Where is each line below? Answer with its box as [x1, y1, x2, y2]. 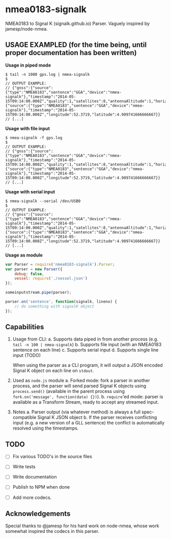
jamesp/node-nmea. [5, 25, 48, 32]
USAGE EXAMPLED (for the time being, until [5, 41, 147, 49]
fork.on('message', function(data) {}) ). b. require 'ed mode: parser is [12, 393, 163, 400]
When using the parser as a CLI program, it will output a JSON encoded [12, 362, 163, 368]
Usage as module [5, 252, 43, 258]
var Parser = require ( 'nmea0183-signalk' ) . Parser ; [5, 262, 115, 267]
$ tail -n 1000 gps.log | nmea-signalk [5, 72, 90, 77]
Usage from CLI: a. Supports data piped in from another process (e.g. [12, 336, 159, 342]
